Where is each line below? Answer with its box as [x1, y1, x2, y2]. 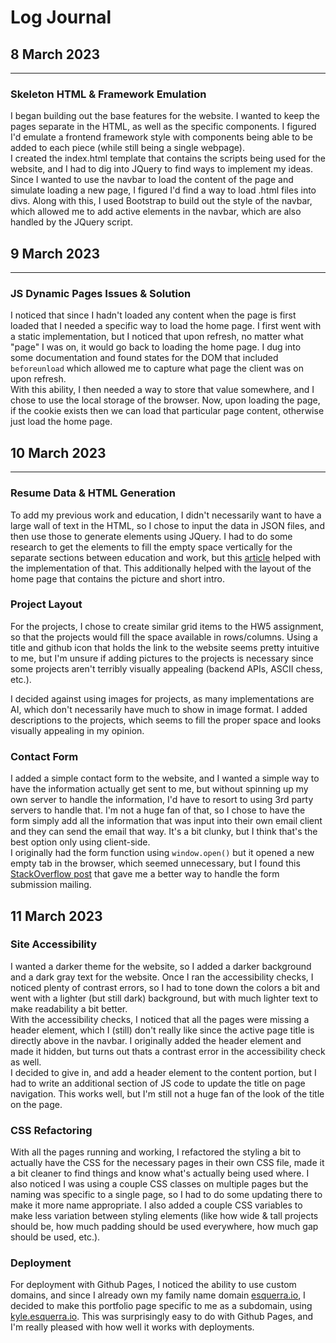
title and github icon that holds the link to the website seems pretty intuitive [10, 641, 320, 653]
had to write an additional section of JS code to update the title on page [10, 1077, 306, 1089]
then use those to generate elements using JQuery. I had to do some [10, 530, 293, 542]
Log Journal [10, 6, 112, 29]
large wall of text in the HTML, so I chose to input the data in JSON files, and [10, 519, 325, 531]
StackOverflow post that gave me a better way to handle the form [10, 868, 280, 880]
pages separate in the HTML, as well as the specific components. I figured [10, 121, 317, 133]
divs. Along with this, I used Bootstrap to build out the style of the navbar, [10, 195, 313, 207]
